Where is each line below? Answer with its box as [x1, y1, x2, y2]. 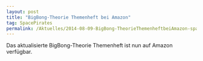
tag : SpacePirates [6, 20, 53, 26]
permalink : [6, 25, 34, 32]
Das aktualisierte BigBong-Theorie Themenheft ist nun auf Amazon [6, 42, 173, 49]
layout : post [6, 8, 39, 15]
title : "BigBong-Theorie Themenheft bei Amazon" [6, 14, 131, 20]
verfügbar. [6, 48, 33, 56]
